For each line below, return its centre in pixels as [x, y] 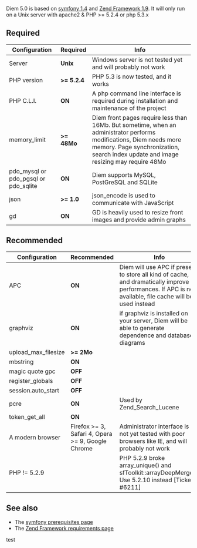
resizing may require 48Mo [129, 162]
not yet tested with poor [152, 433]
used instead [137, 304]
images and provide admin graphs [139, 220]
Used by [131, 400]
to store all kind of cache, [154, 274]
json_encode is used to [123, 195]
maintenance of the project [129, 108]
